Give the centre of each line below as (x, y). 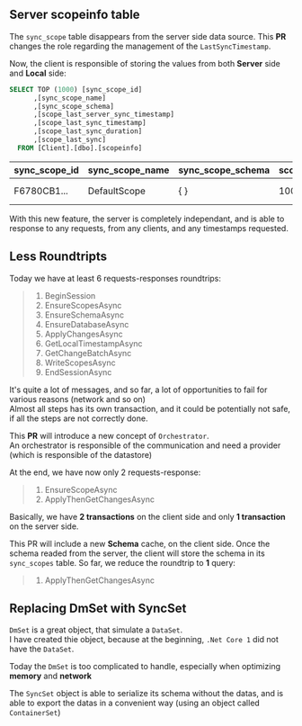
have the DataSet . (42, 649)
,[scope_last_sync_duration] (88, 131)
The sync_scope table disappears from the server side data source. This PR (148, 36)
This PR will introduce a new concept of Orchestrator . (109, 435)
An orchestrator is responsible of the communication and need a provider (145, 445)
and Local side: (38, 73)
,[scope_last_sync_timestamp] (89, 123)
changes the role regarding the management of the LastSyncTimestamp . (140, 46)
